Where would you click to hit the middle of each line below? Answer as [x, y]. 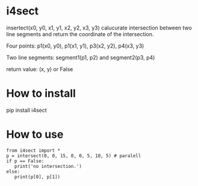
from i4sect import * [33, 150]
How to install [41, 94]
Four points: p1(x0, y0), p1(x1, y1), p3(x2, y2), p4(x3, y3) [75, 46]
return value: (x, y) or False [40, 69]
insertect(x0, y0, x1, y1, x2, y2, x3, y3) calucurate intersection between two [99, 28]
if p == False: [25, 161]
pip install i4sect [26, 110]
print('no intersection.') [48, 166]
